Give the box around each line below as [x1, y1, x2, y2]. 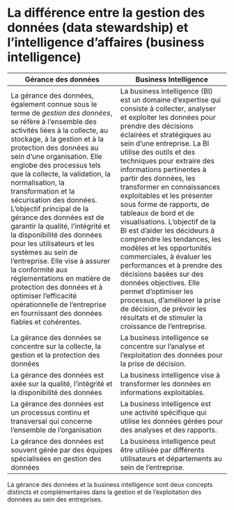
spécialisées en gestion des [10, 454, 102, 463]
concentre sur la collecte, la [10, 341, 101, 351]
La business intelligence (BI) [120, 86, 213, 95]
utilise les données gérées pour [120, 416, 224, 426]
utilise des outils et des [120, 147, 196, 157]
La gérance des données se [10, 332, 102, 342]
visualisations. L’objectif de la [120, 217, 216, 226]
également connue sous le [10, 99, 97, 109]
